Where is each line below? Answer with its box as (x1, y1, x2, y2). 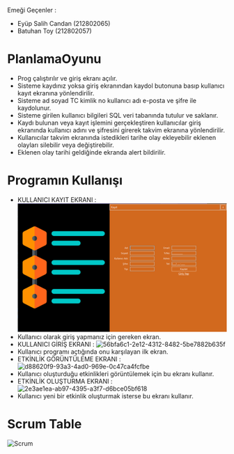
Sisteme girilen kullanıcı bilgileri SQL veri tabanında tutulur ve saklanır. (17, 111, 219, 119)
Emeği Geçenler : (7, 6, 57, 14)
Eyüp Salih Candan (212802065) (17, 19, 111, 27)
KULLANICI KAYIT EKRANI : (17, 195, 97, 204)
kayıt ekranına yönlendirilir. (17, 88, 95, 97)
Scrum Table (7, 416, 82, 432)
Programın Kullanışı (7, 173, 123, 189)
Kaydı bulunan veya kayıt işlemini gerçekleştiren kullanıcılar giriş (17, 118, 202, 127)
